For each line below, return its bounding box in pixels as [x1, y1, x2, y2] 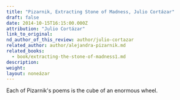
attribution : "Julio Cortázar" [6, 25, 85, 32]
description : [6, 59, 39, 65]
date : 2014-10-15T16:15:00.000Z [6, 20, 88, 26]
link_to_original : [6, 31, 53, 37]
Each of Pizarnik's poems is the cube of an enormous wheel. [6, 87, 158, 94]
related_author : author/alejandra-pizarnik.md [6, 43, 126, 49]
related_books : [6, 48, 45, 54]
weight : [6, 64, 26, 71]
